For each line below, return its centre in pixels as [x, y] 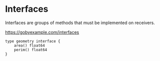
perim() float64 [31, 50]
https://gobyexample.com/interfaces [42, 32]
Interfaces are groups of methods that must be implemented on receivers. [80, 23]
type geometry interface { [33, 41]
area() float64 [30, 45]
